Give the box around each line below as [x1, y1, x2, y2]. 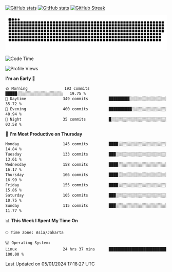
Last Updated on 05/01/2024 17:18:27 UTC [5, 261, 95, 267]
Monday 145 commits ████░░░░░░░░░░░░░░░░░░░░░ [5, 141, 167, 146]
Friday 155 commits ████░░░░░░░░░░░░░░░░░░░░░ [5, 182, 167, 187]
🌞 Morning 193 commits [5, 86, 90, 91]
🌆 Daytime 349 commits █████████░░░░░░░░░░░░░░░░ [5, 96, 167, 101]
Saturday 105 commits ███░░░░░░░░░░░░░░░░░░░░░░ [5, 192, 167, 198]
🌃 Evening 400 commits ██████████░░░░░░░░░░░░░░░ [5, 106, 167, 111]
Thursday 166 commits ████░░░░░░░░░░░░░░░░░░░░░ [5, 172, 167, 177]
